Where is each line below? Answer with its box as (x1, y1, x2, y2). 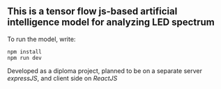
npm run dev (7, 54, 42, 61)
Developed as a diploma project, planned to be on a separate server (7, 66, 203, 75)
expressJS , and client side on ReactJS (7, 74, 118, 82)
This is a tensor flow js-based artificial (7, 6, 178, 17)
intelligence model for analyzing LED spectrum (7, 17, 215, 29)
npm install (7, 48, 42, 55)
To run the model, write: (7, 35, 76, 43)
